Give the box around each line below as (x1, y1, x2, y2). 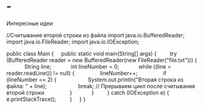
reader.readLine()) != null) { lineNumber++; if (6, 69, 166, 77)
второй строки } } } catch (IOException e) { (6, 89, 169, 96)
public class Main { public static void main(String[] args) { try (6, 50, 177, 57)
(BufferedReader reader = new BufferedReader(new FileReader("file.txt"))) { (6, 56, 197, 64)
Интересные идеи (6, 20, 53, 27)
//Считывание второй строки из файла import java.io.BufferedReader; (6, 31, 185, 39)
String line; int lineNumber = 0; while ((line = (24, 62, 172, 70)
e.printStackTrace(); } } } (6, 95, 86, 103)
